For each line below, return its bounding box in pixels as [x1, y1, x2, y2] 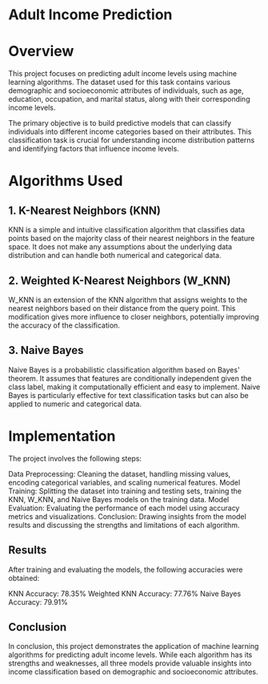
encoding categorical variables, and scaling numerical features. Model [8, 477, 241, 487]
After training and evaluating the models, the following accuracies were [8, 565, 243, 574]
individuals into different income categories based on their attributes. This [8, 127, 252, 137]
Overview [8, 42, 74, 61]
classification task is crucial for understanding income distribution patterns [8, 135, 255, 145]
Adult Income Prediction [8, 6, 173, 24]
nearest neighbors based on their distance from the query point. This [8, 303, 236, 313]
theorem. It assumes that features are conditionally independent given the [8, 373, 252, 383]
